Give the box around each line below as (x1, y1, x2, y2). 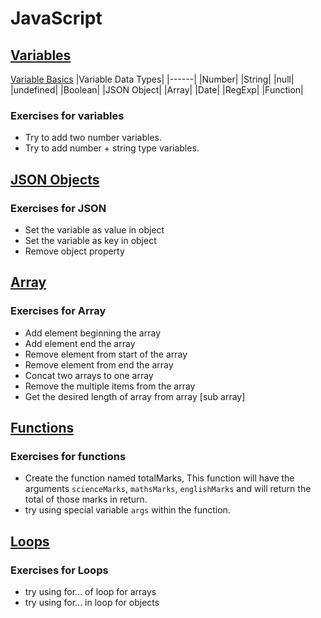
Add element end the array (24, 337, 136, 349)
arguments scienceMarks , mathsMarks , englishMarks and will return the (24, 483, 312, 495)
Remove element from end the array (24, 358, 174, 371)
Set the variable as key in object (24, 234, 157, 246)
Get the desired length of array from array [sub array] (24, 390, 246, 402)
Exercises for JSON (10, 201, 107, 215)
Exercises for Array (10, 304, 107, 318)
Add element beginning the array (24, 327, 162, 339)
